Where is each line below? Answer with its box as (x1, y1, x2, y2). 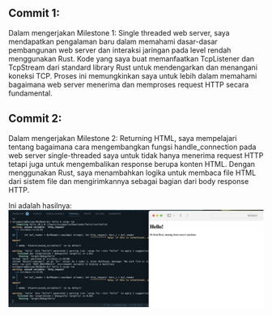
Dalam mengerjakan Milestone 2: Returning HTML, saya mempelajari (8, 133, 237, 143)
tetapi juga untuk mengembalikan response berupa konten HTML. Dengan (8, 159, 256, 169)
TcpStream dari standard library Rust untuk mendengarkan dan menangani (8, 62, 257, 72)
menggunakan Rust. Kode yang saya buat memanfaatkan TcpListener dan (8, 53, 255, 63)
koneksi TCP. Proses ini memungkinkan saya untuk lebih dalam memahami (8, 70, 257, 80)
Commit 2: (8, 112, 62, 126)
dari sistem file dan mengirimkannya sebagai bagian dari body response (8, 176, 249, 186)
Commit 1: (8, 6, 61, 20)
